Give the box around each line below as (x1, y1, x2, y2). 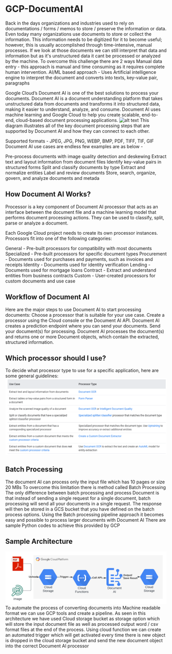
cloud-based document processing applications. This (15, 117, 149, 123)
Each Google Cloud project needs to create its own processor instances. (5, 230, 158, 236)
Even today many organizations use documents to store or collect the (5, 31, 152, 37)
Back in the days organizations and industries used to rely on (5, 20, 134, 26)
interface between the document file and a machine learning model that (5, 209, 157, 215)
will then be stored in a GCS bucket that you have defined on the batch (5, 506, 155, 512)
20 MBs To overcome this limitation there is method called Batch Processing (5, 484, 166, 490)
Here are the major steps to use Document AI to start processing (5, 306, 142, 313)
